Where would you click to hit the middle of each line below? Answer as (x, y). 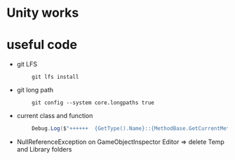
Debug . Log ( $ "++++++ (60, 129)
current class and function (55, 116)
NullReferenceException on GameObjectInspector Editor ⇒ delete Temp (121, 142)
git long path (35, 90)
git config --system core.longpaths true (93, 103)
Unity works (43, 13)
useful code (42, 45)
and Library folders (44, 149)
